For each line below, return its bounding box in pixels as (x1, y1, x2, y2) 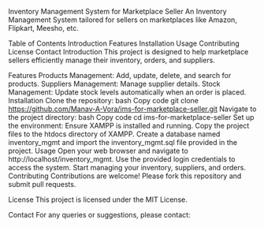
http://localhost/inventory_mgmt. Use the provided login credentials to (8, 154, 236, 164)
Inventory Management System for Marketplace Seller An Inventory (8, 7, 227, 16)
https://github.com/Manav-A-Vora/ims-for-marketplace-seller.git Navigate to (8, 104, 257, 113)
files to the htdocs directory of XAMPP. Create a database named (8, 129, 221, 139)
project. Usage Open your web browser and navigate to (8, 146, 189, 155)
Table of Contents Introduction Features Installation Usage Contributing (8, 39, 240, 48)
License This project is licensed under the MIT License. (8, 195, 188, 204)
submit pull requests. (8, 180, 76, 188)
